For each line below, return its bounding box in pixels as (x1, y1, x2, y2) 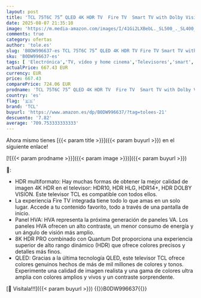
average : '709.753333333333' (6, 121, 79, 127)
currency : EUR (6, 70, 42, 76)
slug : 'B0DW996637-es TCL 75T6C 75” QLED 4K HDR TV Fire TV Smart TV (6, 48, 184, 54)
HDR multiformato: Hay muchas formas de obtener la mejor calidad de (14, 178, 188, 185)
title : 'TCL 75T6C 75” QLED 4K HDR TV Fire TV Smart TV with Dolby (6, 14, 184, 20)
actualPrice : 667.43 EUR (6, 64, 68, 71)
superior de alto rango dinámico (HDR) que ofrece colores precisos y (14, 242, 185, 249)
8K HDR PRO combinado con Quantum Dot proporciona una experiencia (14, 235, 193, 243)
